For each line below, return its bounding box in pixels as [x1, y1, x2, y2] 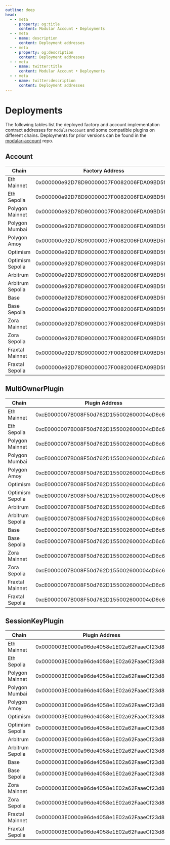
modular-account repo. [5, 137, 54, 143]
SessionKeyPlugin [5, 616, 64, 625]
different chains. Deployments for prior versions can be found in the [5, 132, 147, 138]
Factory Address [83, 167, 125, 174]
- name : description [14, 36, 58, 41]
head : [5, 12, 17, 17]
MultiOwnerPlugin [5, 384, 64, 393]
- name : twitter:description [14, 78, 76, 83]
